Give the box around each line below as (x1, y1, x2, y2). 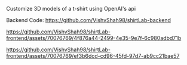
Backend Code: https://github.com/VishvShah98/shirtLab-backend (6, 17, 171, 23)
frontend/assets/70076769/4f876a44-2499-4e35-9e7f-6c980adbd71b (6, 35, 182, 41)
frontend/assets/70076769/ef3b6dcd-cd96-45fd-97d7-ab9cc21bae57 (6, 52, 180, 59)
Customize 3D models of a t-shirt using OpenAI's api (6, 5, 136, 12)
